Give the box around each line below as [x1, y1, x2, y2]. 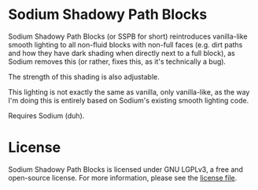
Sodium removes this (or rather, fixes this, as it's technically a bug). [8, 57, 227, 66]
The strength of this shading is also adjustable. [8, 72, 160, 81]
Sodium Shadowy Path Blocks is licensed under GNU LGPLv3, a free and [8, 164, 244, 174]
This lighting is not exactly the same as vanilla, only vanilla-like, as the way [8, 87, 250, 96]
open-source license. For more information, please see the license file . [8, 173, 238, 182]
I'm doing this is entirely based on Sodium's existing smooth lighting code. [8, 95, 249, 105]
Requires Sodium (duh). [8, 110, 85, 120]
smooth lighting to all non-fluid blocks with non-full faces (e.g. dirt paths [8, 39, 243, 49]
